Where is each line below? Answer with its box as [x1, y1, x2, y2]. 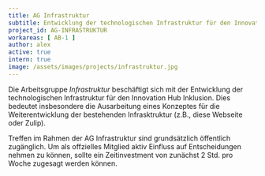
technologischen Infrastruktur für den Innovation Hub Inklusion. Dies [8, 92, 231, 103]
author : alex [8, 41, 51, 49]
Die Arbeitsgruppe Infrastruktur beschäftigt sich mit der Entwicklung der [8, 84, 243, 94]
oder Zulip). [8, 118, 46, 127]
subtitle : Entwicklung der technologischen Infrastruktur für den [8, 19, 231, 27]
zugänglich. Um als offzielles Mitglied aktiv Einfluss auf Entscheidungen [8, 141, 242, 151]
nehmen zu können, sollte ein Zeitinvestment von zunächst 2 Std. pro [8, 150, 233, 159]
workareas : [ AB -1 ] [8, 33, 77, 42]
